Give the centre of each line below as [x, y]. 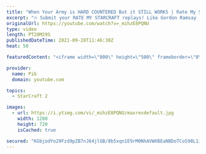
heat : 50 [17, 46]
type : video [21, 29]
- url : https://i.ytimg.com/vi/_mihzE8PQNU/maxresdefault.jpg [93, 113]
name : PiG [24, 74]
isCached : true [37, 130]
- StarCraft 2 [30, 96]
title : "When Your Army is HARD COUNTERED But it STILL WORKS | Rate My [101, 12]
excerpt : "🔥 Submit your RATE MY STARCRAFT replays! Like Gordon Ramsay [101, 18]
